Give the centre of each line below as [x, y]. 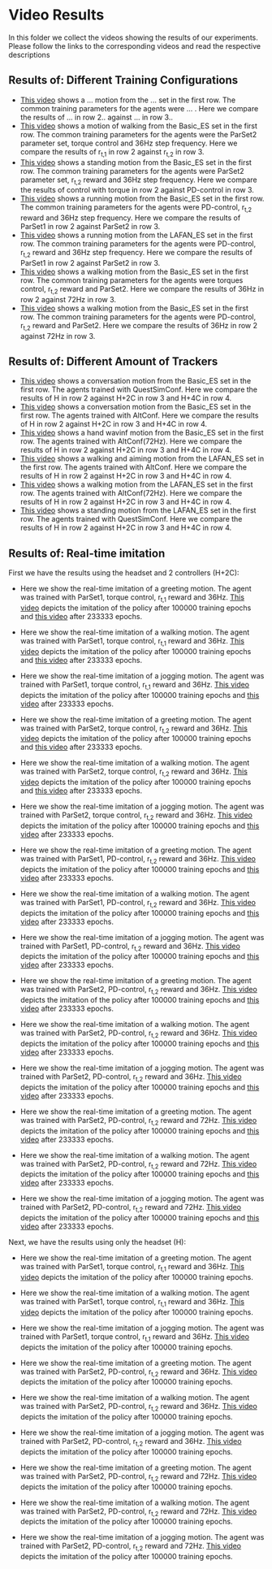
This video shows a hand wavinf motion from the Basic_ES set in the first [142, 433]
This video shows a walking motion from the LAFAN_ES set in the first [136, 484]
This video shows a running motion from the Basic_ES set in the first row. [142, 199]
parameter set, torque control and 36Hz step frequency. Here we [129, 143]
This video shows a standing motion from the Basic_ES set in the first [136, 162]
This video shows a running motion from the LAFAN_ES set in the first [136, 235]
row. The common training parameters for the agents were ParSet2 [132, 171]
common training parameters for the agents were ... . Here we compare [139, 108]
